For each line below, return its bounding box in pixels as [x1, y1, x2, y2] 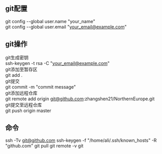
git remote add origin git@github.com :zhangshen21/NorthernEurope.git [5, 96, 155, 102]
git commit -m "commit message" [5, 83, 76, 90]
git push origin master [5, 107, 51, 114]
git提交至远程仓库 [5, 101, 42, 108]
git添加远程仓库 [5, 90, 38, 96]
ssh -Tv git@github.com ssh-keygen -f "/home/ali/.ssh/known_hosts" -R [5, 137, 157, 144]
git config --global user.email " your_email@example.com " [5, 24, 127, 30]
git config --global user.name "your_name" [5, 18, 95, 24]
